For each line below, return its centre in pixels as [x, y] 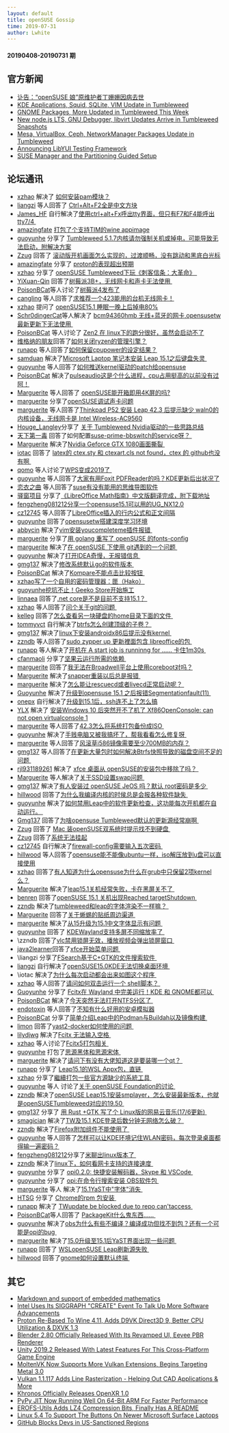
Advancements [38, 1313]
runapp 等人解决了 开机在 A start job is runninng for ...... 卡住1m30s [110, 650]
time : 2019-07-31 [32, 26]
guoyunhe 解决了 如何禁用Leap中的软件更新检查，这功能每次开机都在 [114, 803]
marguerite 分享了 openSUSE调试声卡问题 [75, 401]
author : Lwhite [29, 33]
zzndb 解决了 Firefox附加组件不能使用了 [72, 1129]
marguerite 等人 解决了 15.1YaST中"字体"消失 [79, 1189]
